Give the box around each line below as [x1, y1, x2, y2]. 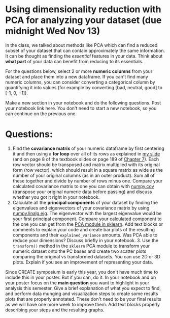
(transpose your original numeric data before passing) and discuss [12, 189, 152, 195]
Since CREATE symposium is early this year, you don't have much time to [5, 269, 158, 275]
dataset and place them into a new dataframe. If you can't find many [5, 73, 148, 79]
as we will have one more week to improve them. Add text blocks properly [5, 301, 160, 307]
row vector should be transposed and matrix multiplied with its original [12, 162, 160, 168]
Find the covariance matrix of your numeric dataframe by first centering [12, 145, 164, 151]
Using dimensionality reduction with [5, 4, 161, 15]
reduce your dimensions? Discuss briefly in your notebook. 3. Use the [12, 237, 159, 243]
